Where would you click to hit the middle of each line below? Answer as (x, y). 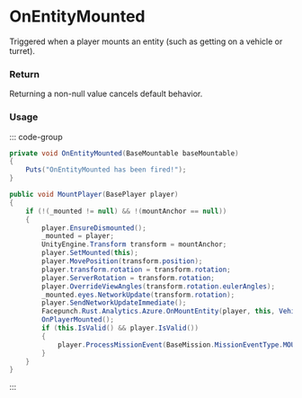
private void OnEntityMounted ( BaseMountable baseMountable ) (124, 153)
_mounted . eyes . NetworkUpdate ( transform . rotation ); (138, 295)
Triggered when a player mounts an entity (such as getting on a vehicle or (146, 41)
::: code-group (36, 137)
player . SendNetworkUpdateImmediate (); (114, 303)
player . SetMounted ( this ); (90, 253)
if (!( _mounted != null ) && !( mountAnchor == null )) (126, 211)
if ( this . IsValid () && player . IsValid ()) (120, 328)
